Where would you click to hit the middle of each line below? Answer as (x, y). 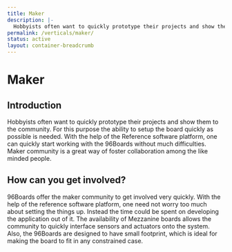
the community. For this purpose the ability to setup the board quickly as (110, 129)
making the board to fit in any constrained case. (75, 241)
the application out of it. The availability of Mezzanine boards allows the (109, 219)
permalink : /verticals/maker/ (51, 33)
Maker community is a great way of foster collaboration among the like (108, 151)
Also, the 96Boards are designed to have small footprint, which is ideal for (112, 233)
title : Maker (26, 13)
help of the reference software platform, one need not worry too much (107, 204)
